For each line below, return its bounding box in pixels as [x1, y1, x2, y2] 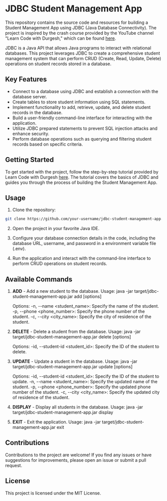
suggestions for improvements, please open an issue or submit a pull [5, 457, 147, 463]
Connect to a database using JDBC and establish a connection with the [12, 88, 159, 94]
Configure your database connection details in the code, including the [12, 235, 156, 241]
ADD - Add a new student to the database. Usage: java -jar [12, 288, 133, 294]
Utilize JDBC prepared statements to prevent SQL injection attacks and [12, 125, 158, 131]
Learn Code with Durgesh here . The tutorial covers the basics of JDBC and [5, 174, 159, 180]
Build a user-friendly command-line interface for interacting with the [12, 115, 153, 121]
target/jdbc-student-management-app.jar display [12, 410, 113, 416]
